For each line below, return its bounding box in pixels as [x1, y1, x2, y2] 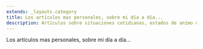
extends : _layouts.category [6, 8, 77, 15]
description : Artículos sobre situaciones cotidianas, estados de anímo [6, 20, 193, 26]
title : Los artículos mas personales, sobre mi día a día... [6, 14, 164, 20]
